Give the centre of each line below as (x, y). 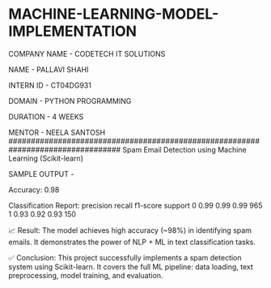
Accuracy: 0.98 (34, 189)
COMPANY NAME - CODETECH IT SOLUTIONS (87, 54)
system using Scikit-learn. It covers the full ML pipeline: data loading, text (131, 267)
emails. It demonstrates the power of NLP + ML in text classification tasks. (132, 242)
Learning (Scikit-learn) (46, 158)
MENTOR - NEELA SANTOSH (57, 132)
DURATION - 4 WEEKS (46, 116)
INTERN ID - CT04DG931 (50, 85)
